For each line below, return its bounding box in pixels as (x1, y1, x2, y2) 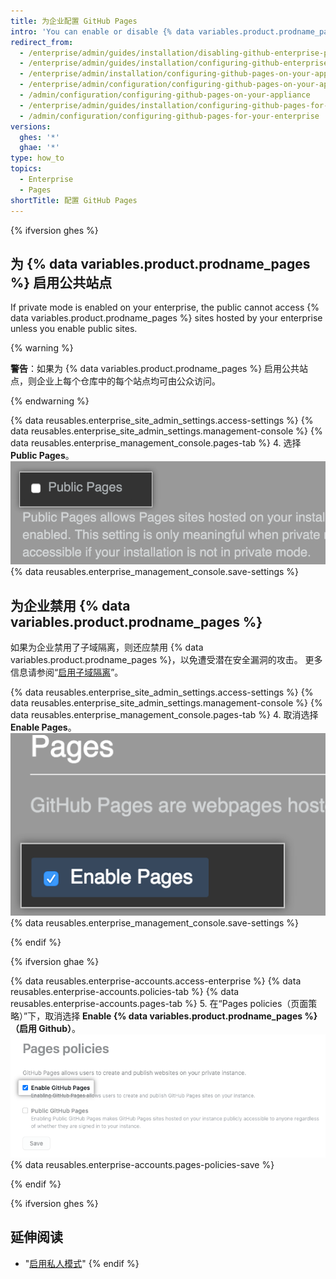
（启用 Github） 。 (10, 1022, 82, 1034)
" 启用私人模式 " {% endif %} (24, 1257, 140, 1269)
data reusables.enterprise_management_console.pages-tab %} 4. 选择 (10, 437, 302, 449)
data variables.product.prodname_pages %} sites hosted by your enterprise (10, 312, 323, 324)
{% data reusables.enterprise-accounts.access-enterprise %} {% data (10, 975, 302, 987)
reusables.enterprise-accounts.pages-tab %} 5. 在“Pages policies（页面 (10, 997, 309, 1009)
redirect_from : (10, 37, 74, 47)
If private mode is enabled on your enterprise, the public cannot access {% (10, 301, 320, 314)
